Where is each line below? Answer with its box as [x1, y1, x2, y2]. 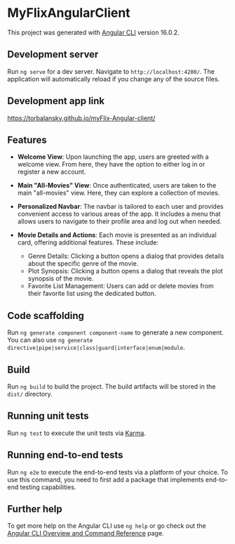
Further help [7, 503, 63, 515]
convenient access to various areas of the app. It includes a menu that [17, 209, 221, 219]
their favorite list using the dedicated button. [27, 290, 156, 298]
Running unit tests [7, 410, 89, 422]
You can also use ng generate [7, 336, 93, 344]
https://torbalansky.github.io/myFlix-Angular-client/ [7, 114, 156, 122]
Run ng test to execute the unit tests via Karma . [7, 429, 146, 437]
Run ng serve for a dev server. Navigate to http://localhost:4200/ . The [7, 67, 215, 75]
